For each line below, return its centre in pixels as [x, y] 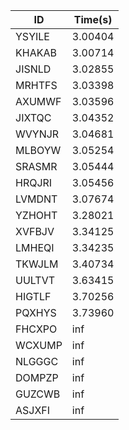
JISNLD [33, 69]
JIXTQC [33, 117]
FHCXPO [36, 329]
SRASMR [36, 166]
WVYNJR [37, 134]
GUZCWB [38, 394]
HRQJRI [34, 182]
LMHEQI [35, 247]
